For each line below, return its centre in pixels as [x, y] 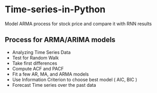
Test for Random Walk [36, 58]
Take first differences [35, 63]
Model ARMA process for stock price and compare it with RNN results [78, 24]
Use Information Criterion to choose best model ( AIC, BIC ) [75, 79]
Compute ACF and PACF [38, 68]
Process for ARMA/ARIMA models [60, 40]
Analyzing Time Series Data [41, 52]
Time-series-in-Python [55, 10]
